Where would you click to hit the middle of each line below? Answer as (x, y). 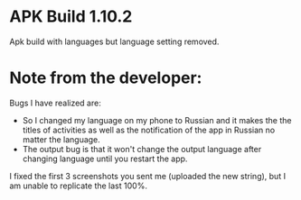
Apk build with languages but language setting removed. (114, 41)
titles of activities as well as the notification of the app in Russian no (149, 130)
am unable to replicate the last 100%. (78, 186)
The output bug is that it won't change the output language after (142, 149)
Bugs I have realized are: (55, 103)
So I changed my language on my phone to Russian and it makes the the (157, 120)
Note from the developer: (106, 78)
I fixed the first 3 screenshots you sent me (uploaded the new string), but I (148, 176)
